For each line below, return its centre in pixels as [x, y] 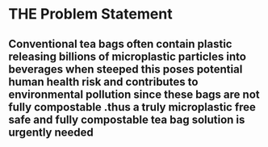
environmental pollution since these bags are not [134, 94]
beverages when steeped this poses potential [126, 69]
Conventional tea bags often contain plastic [120, 44]
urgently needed [51, 132]
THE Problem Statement [90, 14]
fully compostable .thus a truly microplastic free [132, 107]
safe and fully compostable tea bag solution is [127, 119]
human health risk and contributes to [103, 82]
